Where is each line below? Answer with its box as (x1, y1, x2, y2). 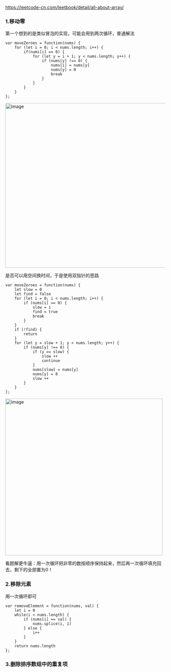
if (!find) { (14, 327, 42, 332)
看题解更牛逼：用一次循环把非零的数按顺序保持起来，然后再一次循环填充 (5, 560, 157, 566)
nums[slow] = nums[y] (32, 367, 79, 373)
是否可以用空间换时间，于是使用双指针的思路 (5, 272, 99, 279)
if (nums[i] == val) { (23, 617, 72, 622)
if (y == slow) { (32, 349, 70, 355)
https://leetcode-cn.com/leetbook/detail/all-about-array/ (5, 5, 124, 10)
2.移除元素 (5, 581, 32, 588)
